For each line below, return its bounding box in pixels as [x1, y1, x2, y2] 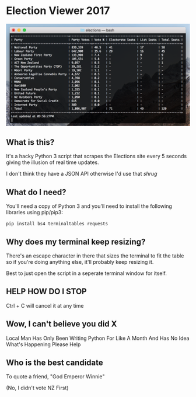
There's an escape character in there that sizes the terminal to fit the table [6, 252, 184, 259]
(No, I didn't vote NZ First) [6, 384, 69, 392]
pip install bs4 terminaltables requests [6, 221, 108, 227]
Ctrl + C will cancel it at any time [6, 302, 84, 309]
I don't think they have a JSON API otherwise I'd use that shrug [6, 170, 157, 177]
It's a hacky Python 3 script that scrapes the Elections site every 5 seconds [6, 153, 187, 160]
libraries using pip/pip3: [6, 209, 63, 216]
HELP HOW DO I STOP [6, 287, 87, 297]
